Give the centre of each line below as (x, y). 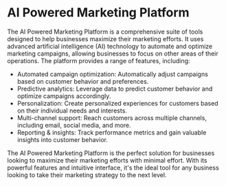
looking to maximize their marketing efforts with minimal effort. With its (107, 160)
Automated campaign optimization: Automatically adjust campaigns (112, 74)
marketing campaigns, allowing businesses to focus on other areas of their (113, 54)
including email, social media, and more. (74, 125)
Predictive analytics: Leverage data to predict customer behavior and (115, 89)
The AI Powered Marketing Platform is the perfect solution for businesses (111, 153)
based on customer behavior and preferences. (83, 81)
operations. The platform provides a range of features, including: (99, 60)
